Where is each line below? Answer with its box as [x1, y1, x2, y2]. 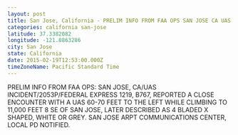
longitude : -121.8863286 [7, 37, 81, 44]
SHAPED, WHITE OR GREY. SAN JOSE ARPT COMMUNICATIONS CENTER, [7, 113, 227, 121]
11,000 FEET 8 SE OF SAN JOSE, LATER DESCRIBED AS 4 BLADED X [7, 105, 209, 114]
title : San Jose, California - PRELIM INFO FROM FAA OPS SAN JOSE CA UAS [7, 17, 232, 24]
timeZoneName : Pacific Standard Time [7, 63, 120, 70]
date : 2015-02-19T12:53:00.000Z [7, 57, 103, 64]
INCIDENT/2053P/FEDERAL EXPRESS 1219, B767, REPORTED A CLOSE [7, 90, 214, 99]
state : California [7, 50, 62, 58]
